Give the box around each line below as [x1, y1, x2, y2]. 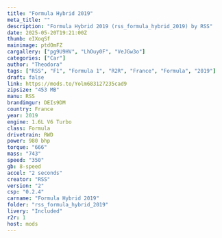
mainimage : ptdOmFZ [7, 42, 63, 49]
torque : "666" [7, 144, 48, 151]
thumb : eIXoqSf [7, 36, 51, 43]
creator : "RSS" [7, 176, 51, 182]
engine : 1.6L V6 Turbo [7, 118, 72, 126]
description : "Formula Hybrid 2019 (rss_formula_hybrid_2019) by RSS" [7, 23, 213, 29]
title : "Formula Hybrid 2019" [7, 10, 94, 17]
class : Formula [7, 125, 51, 132]
